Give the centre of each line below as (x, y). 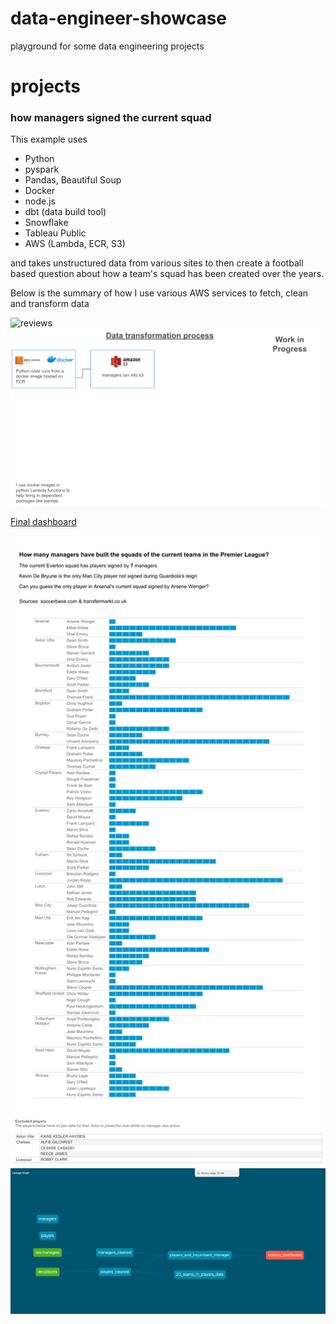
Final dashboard (43, 522)
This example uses (49, 139)
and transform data (50, 304)
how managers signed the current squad (111, 118)
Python (39, 159)
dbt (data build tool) (65, 212)
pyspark (42, 169)
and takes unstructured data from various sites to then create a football (157, 263)
